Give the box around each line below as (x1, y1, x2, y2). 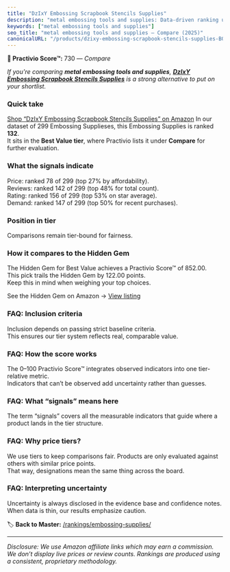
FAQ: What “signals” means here (7, 396, 119, 405)
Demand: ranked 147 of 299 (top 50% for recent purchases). (7, 198, 178, 206)
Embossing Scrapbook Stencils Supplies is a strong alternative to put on (7, 75, 216, 83)
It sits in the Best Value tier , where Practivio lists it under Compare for (7, 136, 205, 145)
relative (7, 372, 29, 380)
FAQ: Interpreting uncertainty (7, 484, 107, 493)
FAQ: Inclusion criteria (7, 309, 83, 319)
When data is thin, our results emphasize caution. (7, 506, 147, 514)
